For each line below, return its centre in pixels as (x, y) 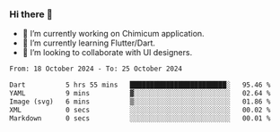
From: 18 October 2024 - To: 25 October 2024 (96, 69)
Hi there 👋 (31, 14)
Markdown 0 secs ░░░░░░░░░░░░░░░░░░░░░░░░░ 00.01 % (140, 118)
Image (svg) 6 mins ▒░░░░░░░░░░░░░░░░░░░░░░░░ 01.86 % (140, 102)
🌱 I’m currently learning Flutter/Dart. (88, 43)
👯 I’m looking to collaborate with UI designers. (107, 53)
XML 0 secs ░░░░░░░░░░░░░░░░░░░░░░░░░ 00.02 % (140, 110)
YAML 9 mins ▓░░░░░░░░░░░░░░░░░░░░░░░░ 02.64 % (140, 94)
